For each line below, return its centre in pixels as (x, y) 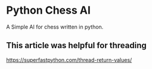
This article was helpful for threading (77, 46)
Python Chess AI (49, 10)
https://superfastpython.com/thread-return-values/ (69, 59)
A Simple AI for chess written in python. (55, 27)
